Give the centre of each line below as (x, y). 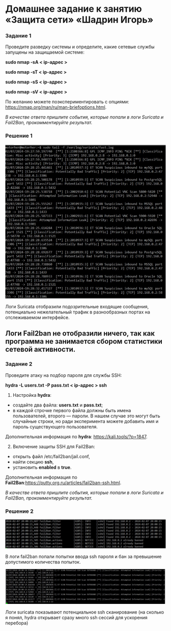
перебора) (17, 623)
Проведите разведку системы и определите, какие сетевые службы (80, 47)
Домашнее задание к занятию (74, 9)
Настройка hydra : (32, 395)
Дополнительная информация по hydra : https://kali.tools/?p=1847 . (76, 436)
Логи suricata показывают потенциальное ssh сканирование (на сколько (85, 612)
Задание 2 (19, 364)
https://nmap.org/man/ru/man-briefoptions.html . (56, 107)
